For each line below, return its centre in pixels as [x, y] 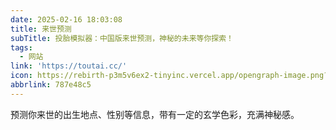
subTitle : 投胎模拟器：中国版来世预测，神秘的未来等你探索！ [122, 38]
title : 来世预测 [41, 29]
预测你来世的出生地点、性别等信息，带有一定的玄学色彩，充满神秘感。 [155, 114]
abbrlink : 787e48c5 [51, 85]
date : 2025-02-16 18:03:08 [66, 19]
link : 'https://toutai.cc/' [69, 66]
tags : [21, 47]
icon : [21, 76]
